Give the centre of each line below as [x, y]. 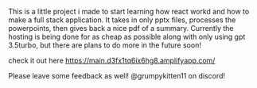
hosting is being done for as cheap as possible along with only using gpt [127, 36]
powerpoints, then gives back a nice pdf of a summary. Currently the [121, 28]
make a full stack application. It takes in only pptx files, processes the [122, 20]
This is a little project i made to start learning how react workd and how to [129, 11]
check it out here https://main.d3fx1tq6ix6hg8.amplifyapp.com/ [112, 60]
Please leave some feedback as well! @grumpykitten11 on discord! [117, 76]
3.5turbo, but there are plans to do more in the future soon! [105, 45]
